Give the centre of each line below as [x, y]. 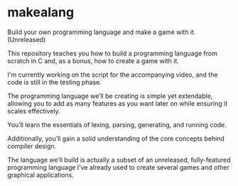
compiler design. [32, 146]
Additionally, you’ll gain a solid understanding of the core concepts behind [116, 138]
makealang [41, 12]
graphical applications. [41, 175]
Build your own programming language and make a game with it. [102, 32]
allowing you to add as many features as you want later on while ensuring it [118, 103]
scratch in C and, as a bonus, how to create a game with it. [93, 60]
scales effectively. [34, 111]
